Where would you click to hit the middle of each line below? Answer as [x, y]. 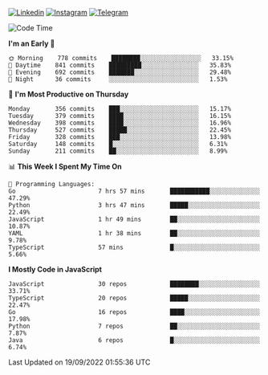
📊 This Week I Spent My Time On [65, 166]
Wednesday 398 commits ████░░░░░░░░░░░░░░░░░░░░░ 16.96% [120, 123]
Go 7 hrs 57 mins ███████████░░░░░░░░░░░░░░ [134, 191]
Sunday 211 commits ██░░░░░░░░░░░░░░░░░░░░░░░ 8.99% [118, 151]
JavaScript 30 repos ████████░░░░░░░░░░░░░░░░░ [134, 284]
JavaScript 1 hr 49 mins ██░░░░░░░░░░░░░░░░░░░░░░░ [134, 219]
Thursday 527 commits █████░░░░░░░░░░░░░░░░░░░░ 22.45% [120, 130]
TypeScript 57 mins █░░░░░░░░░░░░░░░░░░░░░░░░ [134, 247]
